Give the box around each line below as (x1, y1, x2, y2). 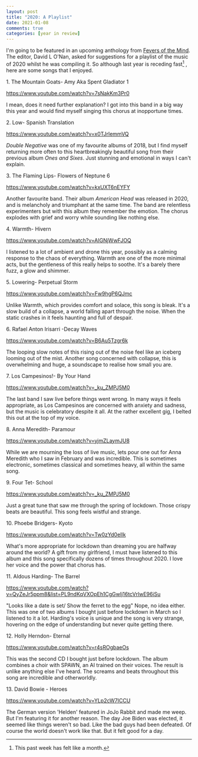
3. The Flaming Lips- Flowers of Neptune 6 (6, 172, 110, 179)
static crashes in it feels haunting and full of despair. (6, 314, 133, 321)
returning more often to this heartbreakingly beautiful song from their (6, 148, 174, 155)
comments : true (6, 25, 44, 31)
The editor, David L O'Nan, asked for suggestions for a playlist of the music (6, 53, 189, 60)
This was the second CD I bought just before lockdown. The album (6, 655, 168, 662)
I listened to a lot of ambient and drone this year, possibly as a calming (6, 248, 177, 255)
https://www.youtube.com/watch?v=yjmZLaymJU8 (6, 437, 130, 444)
